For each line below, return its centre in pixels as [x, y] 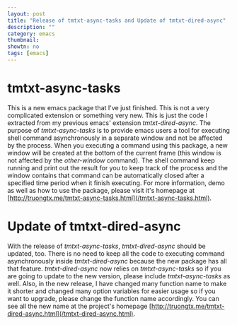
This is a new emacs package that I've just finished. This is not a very [109, 107]
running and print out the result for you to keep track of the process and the [118, 167]
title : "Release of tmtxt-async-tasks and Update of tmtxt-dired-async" [117, 20]
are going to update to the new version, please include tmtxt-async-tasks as [119, 276]
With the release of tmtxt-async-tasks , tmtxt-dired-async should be [107, 246]
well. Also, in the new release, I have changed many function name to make [117, 283]
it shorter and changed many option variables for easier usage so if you [111, 291]
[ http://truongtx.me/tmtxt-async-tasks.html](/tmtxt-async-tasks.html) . [110, 198]
